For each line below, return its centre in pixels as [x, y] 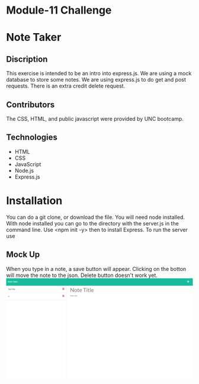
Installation [34, 201]
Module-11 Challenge [59, 10]
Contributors [31, 104]
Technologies [32, 138]
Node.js [24, 170]
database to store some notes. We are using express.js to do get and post [96, 80]
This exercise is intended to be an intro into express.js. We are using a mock [99, 73]
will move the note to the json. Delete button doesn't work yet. [82, 275]
